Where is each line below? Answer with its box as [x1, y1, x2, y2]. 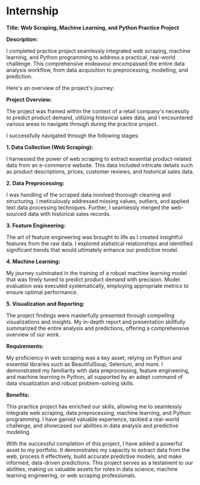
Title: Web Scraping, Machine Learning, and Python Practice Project [6, 24, 180, 31]
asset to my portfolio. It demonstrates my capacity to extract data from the [6, 446, 190, 453]
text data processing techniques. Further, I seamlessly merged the [6, 204, 169, 211]
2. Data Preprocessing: [6, 179, 65, 186]
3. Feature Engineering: [6, 222, 66, 229]
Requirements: [6, 342, 44, 350]
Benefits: [6, 391, 30, 398]
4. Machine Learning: [6, 258, 60, 265]
